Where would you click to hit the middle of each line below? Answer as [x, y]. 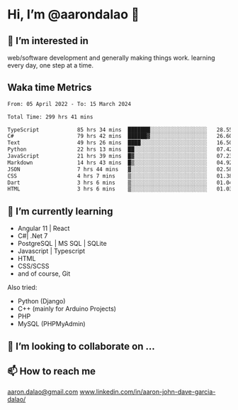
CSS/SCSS [33, 266]
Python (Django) [41, 301]
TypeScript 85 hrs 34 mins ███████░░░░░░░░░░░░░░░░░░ [107, 130]
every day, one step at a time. [51, 65]
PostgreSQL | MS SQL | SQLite [62, 244]
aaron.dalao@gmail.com [43, 392]
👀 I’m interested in [48, 41]
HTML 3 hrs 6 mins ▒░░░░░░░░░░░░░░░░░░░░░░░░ [107, 189]
